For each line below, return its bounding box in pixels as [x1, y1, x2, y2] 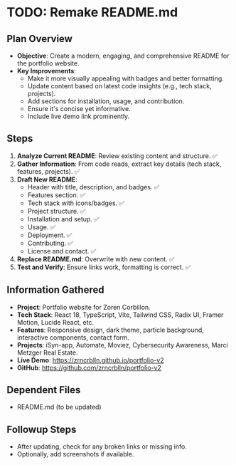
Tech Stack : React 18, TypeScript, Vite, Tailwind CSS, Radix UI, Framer [16, 310, 224, 319]
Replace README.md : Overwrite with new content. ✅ [16, 254, 175, 263]
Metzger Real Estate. [16, 348, 78, 357]
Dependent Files [6, 384, 81, 396]
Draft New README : [16, 175, 77, 184]
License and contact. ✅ [27, 246, 97, 255]
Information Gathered [6, 284, 104, 296]
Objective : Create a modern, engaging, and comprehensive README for [16, 51, 230, 60]
